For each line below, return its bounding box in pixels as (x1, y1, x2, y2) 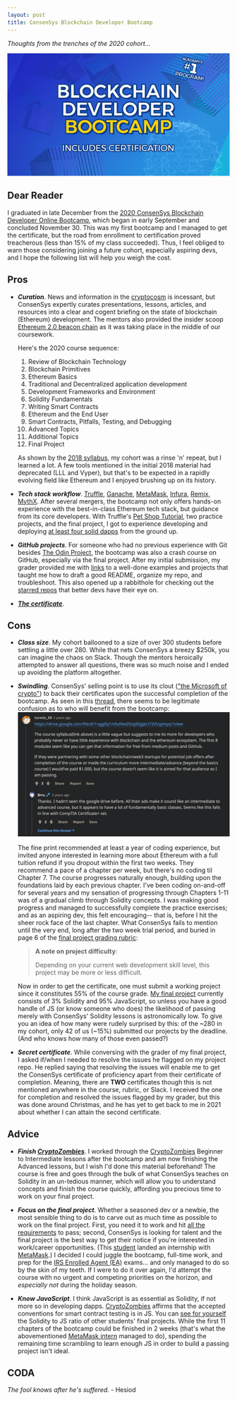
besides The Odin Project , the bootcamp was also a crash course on (17, 548, 217, 556)
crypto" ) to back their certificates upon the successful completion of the (17, 690, 229, 698)
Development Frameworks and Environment (28, 387, 156, 396)
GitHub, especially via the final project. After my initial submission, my (17, 556, 221, 564)
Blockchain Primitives (28, 365, 91, 373)
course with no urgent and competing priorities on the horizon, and (17, 1273, 213, 1281)
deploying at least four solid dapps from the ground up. (17, 527, 178, 535)
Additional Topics (28, 432, 79, 441)
